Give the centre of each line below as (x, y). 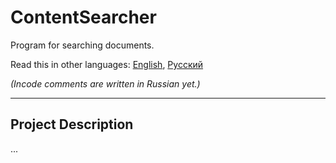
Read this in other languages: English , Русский (107, 64)
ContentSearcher (83, 17)
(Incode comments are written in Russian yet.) (105, 83)
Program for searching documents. (82, 45)
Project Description (72, 124)
